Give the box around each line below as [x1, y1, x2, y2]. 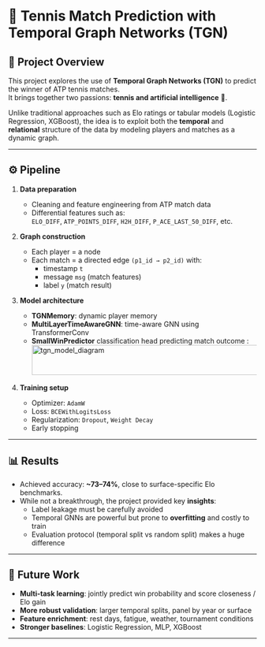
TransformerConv [31, 327, 89, 337]
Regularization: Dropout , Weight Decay [31, 415, 154, 424]
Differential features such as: [31, 208, 125, 218]
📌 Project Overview [8, 55, 105, 69]
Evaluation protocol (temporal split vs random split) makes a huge [31, 530, 245, 539]
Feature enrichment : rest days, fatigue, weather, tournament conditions [19, 614, 254, 623]
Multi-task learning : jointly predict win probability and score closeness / [19, 589, 256, 598]
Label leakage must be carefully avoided [31, 504, 163, 514]
